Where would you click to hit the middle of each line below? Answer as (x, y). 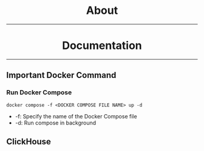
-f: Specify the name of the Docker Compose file (76, 116)
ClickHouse (29, 142)
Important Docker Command (61, 75)
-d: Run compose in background (56, 123)
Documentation (102, 46)
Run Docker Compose (39, 92)
